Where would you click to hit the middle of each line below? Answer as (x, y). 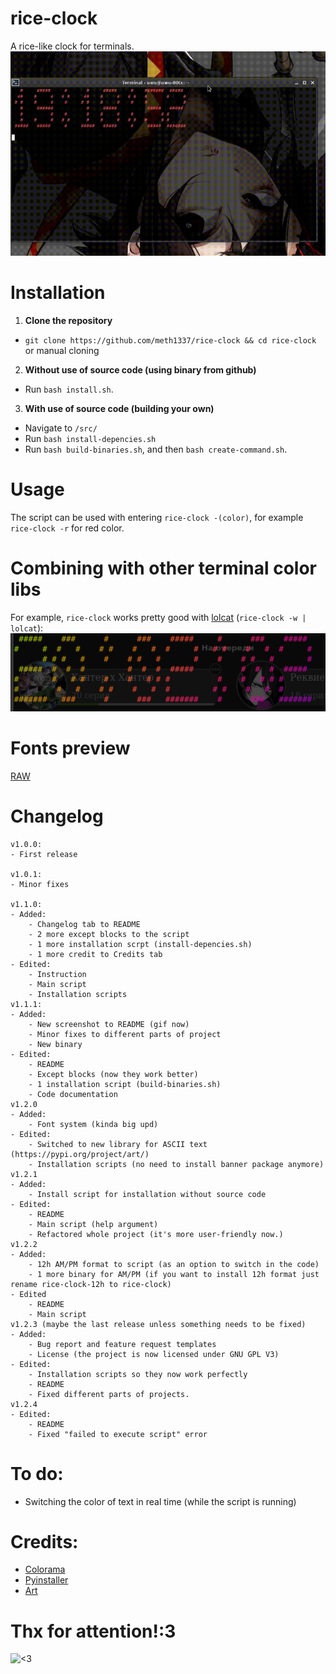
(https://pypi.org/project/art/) (80, 1154)
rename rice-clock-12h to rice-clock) (91, 1284)
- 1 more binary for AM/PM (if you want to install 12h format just (174, 1274)
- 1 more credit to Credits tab (95, 954)
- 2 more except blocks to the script (109, 934)
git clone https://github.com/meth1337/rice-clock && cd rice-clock (170, 341)
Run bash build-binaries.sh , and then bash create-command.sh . (156, 449)
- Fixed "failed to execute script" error (118, 1434)
